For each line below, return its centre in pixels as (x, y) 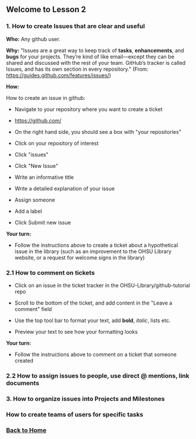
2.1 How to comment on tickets (51, 272)
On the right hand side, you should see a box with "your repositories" (98, 132)
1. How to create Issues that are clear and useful (75, 26)
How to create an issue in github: (46, 98)
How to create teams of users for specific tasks (75, 414)
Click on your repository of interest (56, 143)
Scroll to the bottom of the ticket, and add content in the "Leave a (93, 303)
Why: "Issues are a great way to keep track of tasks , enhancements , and (95, 50)
